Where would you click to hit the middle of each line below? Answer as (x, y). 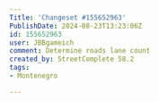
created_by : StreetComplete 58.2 (72, 59)
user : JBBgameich (42, 42)
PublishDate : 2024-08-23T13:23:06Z (76, 26)
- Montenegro (34, 76)
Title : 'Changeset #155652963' (68, 17)
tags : (19, 68)
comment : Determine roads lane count (80, 51)
